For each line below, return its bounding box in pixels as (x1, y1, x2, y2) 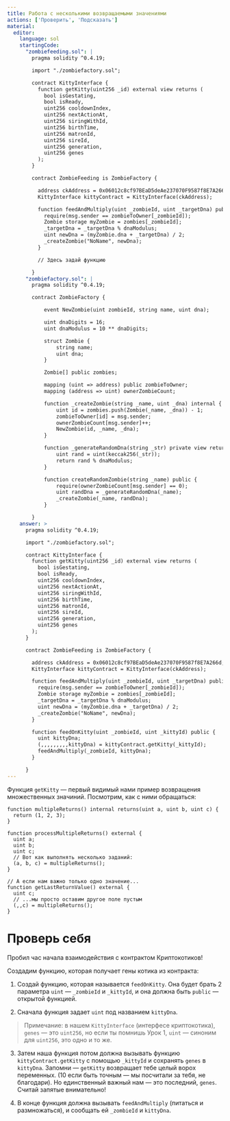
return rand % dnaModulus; (55, 457, 133, 464)
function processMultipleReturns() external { (7, 829, 142, 837)
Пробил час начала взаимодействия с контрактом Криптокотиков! (7, 953, 203, 961)
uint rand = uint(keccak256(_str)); (55, 451, 161, 458)
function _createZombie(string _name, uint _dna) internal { (43, 400, 222, 407)
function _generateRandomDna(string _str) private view (43, 445, 207, 451)
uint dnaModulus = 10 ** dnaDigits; (43, 325, 149, 332)
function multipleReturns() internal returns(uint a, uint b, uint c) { (7, 805, 219, 813)
